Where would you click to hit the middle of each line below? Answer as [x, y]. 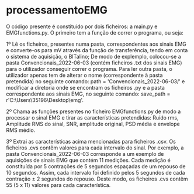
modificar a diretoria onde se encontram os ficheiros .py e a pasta [86, 87]
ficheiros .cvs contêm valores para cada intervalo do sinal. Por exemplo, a [95, 148]
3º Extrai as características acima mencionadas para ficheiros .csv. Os [91, 141]
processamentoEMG [57, 10]
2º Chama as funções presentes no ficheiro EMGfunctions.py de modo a [93, 111]
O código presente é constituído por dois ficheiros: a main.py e [82, 26]
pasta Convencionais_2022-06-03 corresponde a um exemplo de [85, 154]
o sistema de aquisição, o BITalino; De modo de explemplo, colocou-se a [93, 56]
